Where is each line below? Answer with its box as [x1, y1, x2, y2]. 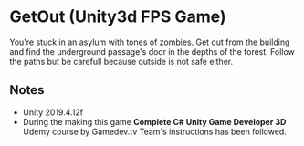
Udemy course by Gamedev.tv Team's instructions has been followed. [22, 126, 288, 137]
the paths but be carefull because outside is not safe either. [9, 56, 234, 67]
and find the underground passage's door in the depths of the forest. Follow [9, 46, 295, 57]
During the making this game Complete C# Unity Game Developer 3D [22, 116, 287, 127]
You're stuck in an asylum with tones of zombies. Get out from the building [9, 36, 290, 47]
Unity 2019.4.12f [22, 107, 84, 118]
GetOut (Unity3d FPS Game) [9, 6, 226, 27]
